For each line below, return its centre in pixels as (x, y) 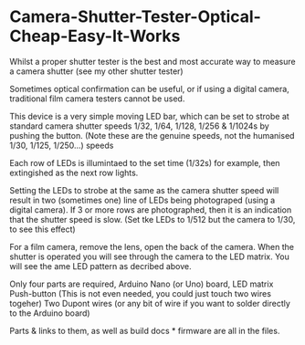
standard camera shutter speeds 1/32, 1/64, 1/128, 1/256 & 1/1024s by (139, 126)
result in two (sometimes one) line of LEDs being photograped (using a (142, 200)
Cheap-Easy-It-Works (95, 36)
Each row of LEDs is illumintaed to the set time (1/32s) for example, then (145, 162)
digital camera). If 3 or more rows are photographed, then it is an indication (151, 209)
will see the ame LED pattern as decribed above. (100, 266)
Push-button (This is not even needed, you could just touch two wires (141, 293)
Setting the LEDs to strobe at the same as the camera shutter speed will (144, 190)
